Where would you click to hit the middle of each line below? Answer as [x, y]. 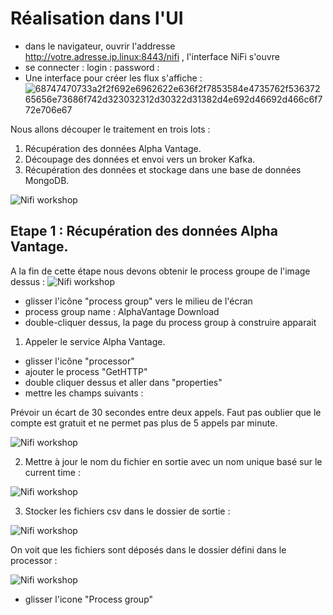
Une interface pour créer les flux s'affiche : [113, 78]
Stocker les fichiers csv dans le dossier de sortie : [127, 511]
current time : [52, 472]
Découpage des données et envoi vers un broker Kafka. [140, 159]
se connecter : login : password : [92, 67]
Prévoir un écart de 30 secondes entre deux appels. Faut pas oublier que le [166, 412]
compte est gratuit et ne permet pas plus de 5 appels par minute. [144, 423]
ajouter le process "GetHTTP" [86, 371]
